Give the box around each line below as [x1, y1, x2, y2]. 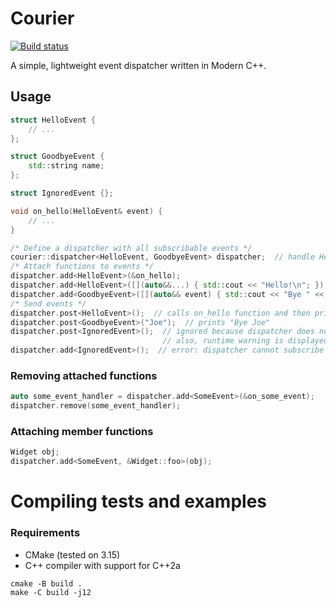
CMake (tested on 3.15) [24, 548, 121, 561]
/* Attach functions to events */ [10, 262, 155, 272]
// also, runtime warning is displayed [162, 336, 329, 346]
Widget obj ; [10, 447, 60, 457]
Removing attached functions [10, 368, 158, 382]
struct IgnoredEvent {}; [10, 188, 114, 198]
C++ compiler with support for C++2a [24, 559, 181, 571]
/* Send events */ [10, 298, 87, 309]
